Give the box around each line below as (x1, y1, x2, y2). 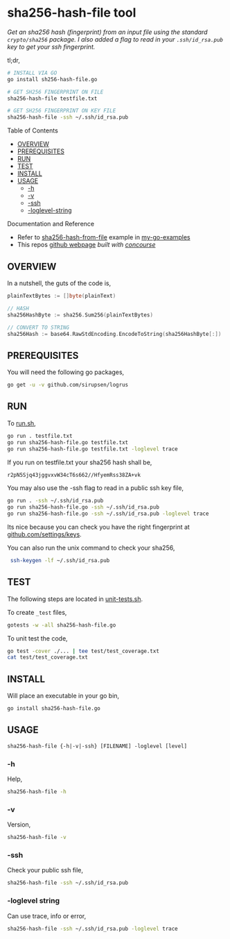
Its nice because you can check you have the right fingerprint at (7, 523, 191, 531)
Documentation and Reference (7, 220, 95, 228)
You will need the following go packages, (7, 368, 125, 376)
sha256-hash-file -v (7, 834, 67, 841)
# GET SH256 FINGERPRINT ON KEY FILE (7, 108, 116, 115)
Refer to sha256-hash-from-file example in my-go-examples (17, 233, 191, 242)
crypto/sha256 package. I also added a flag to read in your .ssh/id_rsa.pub (7, 35, 224, 43)
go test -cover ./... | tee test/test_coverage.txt (7, 648, 159, 654)
